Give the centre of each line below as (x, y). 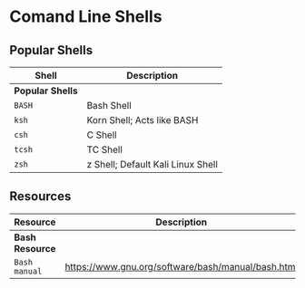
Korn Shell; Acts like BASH (143, 120)
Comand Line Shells (86, 17)
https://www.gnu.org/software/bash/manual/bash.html (181, 266)
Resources (40, 197)
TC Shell (104, 149)
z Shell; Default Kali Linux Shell (152, 164)
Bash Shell (109, 106)
